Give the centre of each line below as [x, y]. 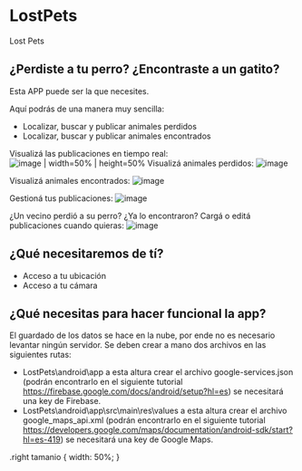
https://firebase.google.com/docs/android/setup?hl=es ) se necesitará [153, 391]
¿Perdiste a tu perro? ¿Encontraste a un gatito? [145, 69]
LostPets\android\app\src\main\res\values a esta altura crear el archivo [155, 411]
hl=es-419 [41, 439]
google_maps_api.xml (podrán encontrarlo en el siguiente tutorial [144, 420]
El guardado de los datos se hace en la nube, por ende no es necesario [142, 335]
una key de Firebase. [62, 401]
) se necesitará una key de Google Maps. [137, 439]
